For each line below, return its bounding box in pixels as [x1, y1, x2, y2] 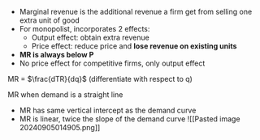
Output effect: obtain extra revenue [31, 32, 149, 42]
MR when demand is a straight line [7, 90, 123, 100]
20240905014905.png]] [19, 123, 101, 132]
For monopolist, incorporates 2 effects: [19, 24, 150, 33]
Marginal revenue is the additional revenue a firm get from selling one [19, 7, 253, 16]
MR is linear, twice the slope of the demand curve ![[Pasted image [19, 114, 240, 124]
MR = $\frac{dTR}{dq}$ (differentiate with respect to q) [7, 74, 193, 83]
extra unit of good [19, 15, 80, 25]
